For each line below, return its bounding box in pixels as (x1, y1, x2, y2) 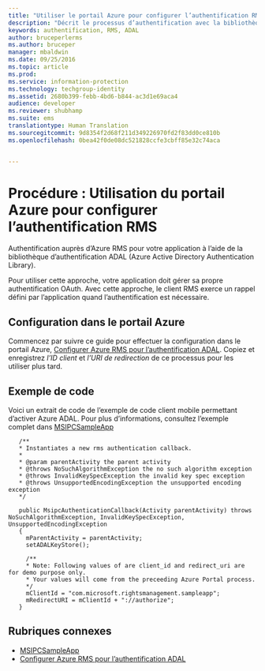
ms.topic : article (8, 63, 69, 71)
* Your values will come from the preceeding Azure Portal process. (25, 575, 256, 584)
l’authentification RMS (8, 218, 158, 235)
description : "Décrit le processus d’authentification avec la (8, 19, 221, 27)
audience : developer (8, 99, 77, 107)
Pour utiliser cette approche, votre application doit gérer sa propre (8, 276, 223, 285)
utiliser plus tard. (8, 362, 63, 371)
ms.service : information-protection (8, 77, 129, 85)
